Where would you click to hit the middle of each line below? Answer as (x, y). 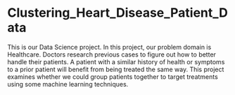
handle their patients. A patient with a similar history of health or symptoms (116, 61)
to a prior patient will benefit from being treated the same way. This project (116, 69)
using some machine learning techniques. (68, 84)
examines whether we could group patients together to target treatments (113, 76)
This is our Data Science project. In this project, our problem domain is (109, 47)
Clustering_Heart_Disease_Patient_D (118, 13)
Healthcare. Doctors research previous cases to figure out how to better (112, 54)
